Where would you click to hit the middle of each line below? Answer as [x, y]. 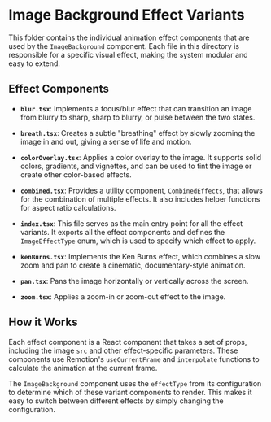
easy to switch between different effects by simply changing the [116, 401]
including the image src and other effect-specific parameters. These [123, 350]
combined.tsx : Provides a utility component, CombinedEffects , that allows [141, 190]
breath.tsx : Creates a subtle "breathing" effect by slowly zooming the [138, 133]
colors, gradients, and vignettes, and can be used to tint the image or [136, 166]
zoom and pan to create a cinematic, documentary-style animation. [133, 265]
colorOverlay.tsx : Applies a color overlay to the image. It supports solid [141, 157]
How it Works [43, 322]
